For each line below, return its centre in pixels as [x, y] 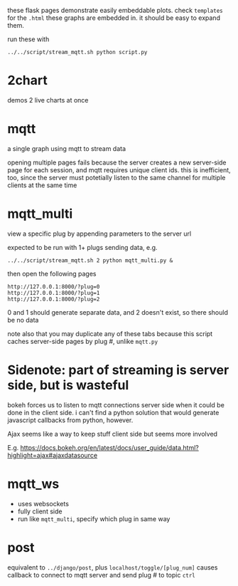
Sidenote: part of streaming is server [118, 370]
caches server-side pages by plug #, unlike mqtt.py [83, 341]
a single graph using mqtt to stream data [67, 148]
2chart [28, 80]
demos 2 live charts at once [48, 100]
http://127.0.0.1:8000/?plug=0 [54, 287]
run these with [28, 39]
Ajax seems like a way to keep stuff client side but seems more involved [113, 434]
